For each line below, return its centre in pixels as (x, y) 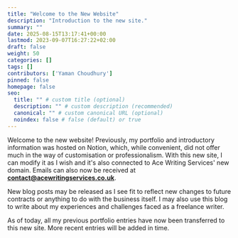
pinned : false (28, 80)
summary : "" (25, 27)
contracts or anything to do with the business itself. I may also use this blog (118, 199)
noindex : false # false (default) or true (77, 119)
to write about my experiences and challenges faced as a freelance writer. (116, 206)
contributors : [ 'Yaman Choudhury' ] (60, 73)
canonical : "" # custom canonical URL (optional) (88, 113)
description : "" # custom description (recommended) (93, 107)
